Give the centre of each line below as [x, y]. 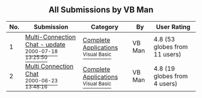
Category [105, 26]
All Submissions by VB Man [101, 10]
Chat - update [45, 44]
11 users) [167, 54]
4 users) [165, 84]
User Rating [173, 26]
